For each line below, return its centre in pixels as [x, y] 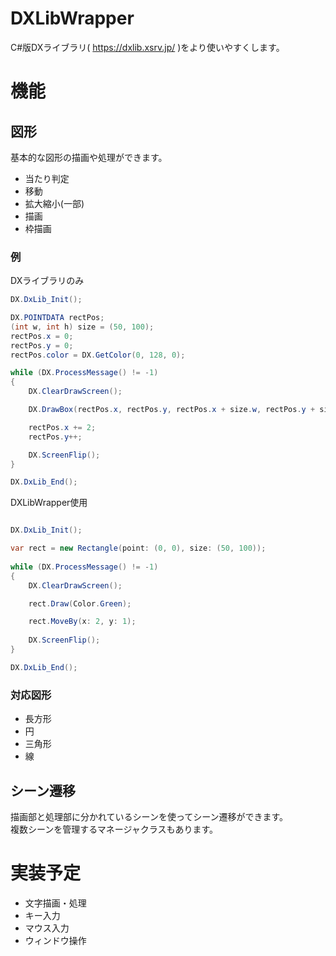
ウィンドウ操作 [55, 940]
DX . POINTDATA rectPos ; [57, 318]
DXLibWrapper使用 [49, 503]
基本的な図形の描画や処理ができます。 [89, 157]
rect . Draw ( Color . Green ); [80, 603]
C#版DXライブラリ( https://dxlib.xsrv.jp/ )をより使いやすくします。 [147, 47]
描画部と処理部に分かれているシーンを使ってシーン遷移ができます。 [149, 816]
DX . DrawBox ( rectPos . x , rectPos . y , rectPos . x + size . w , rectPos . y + [172, 410]
